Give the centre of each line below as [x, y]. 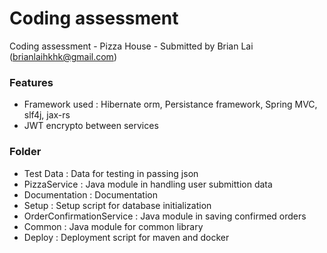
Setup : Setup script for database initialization [117, 205]
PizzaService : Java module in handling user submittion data [148, 184]
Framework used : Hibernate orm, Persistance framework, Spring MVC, [170, 104]
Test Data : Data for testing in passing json [111, 173]
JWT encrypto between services [91, 126]
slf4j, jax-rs [47, 115]
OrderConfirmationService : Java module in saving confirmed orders [165, 216]
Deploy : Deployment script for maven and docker [126, 237]
